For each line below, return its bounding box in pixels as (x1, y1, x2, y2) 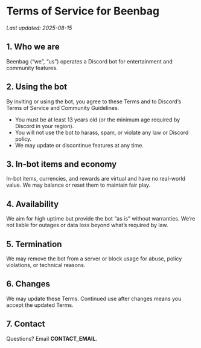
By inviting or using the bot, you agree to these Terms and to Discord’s (6, 98, 182, 105)
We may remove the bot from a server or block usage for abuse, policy (6, 255, 182, 262)
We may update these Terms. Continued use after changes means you (6, 295, 182, 302)
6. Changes (6, 279, 50, 289)
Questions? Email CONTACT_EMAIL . (6, 335, 98, 342)
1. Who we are (6, 42, 60, 52)
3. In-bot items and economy (6, 159, 117, 169)
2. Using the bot (6, 82, 68, 92)
